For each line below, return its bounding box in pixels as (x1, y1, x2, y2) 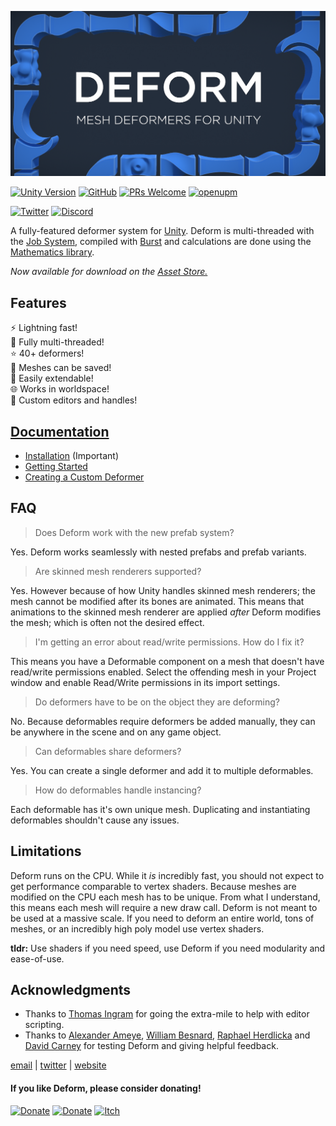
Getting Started (24, 460, 88, 472)
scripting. (24, 1019, 65, 1031)
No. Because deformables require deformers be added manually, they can (10, 715, 316, 727)
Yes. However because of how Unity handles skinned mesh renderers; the (10, 584, 316, 596)
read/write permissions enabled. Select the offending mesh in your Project (10, 666, 317, 678)
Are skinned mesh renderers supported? (34, 565, 202, 577)
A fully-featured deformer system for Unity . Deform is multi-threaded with (10, 225, 315, 237)
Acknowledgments (10, 981, 132, 998)
